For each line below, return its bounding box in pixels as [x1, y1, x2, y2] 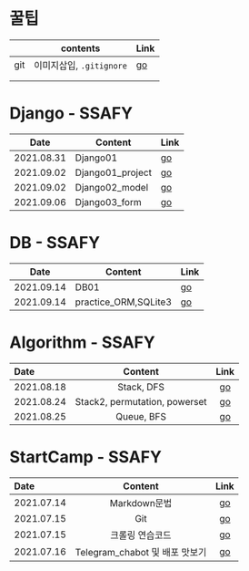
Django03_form [75, 195, 143, 208]
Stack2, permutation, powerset [75, 395, 207, 408]
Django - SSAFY [9, 103, 134, 124]
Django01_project [75, 166, 153, 179]
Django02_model [75, 181, 149, 193]
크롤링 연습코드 [110, 528, 172, 541]
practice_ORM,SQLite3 [75, 296, 173, 308]
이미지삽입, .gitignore [33, 58, 127, 71]
